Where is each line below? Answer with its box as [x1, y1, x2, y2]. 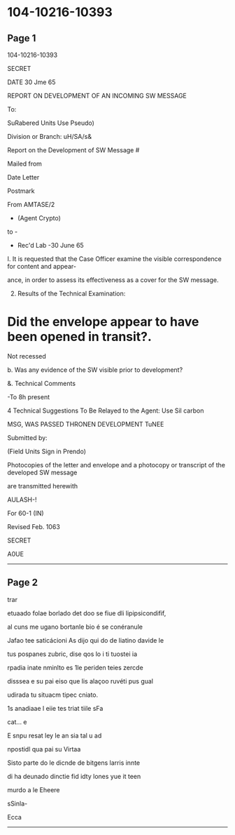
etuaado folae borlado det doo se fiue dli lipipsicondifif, [7, 608, 166, 617]
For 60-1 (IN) [7, 509, 44, 517]
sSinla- [7, 799, 28, 808]
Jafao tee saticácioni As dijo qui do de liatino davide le [7, 636, 164, 644]
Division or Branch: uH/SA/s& [7, 133, 92, 140]
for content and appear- [7, 262, 77, 270]
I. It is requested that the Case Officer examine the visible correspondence [7, 255, 222, 263]
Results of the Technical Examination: [17, 289, 126, 298]
